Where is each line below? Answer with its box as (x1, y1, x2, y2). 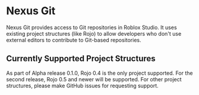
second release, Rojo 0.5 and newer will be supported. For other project (6, 75, 182, 83)
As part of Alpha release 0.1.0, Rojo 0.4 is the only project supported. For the (6, 69, 193, 77)
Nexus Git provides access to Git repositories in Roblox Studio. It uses (6, 24, 177, 31)
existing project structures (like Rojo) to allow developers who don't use (6, 30, 182, 37)
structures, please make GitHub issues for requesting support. (6, 82, 159, 89)
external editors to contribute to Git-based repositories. (6, 36, 141, 43)
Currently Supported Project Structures (6, 53, 156, 64)
